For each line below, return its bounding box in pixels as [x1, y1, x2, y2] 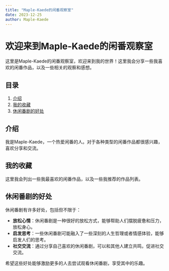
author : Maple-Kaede [5, 17, 49, 22]
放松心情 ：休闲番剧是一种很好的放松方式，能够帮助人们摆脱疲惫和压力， [12, 217, 164, 224]
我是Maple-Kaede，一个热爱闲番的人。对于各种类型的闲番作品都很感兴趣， [5, 138, 163, 145]
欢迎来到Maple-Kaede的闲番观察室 [5, 40, 153, 52]
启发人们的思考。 [12, 236, 49, 243]
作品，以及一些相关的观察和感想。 [22, 65, 94, 71]
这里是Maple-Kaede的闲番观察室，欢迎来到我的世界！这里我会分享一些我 [5, 58, 158, 64]
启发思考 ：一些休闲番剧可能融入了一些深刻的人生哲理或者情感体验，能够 [12, 230, 164, 236]
